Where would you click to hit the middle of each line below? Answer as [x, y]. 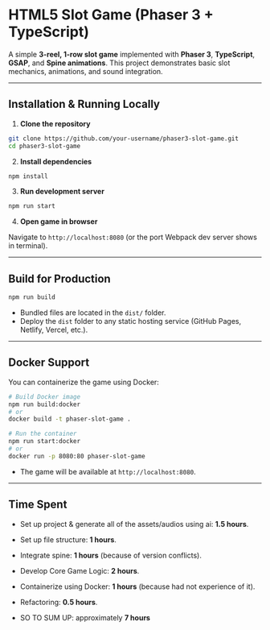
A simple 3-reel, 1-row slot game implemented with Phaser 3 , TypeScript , [132, 54]
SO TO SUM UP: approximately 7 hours [85, 617]
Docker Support [49, 363]
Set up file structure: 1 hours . [68, 539]
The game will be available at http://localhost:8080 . [108, 471]
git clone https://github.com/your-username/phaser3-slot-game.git [124, 139]
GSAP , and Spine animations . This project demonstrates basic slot [119, 63]
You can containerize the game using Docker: [84, 382]
